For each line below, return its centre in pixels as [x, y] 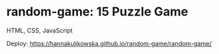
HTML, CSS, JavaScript [40, 30]
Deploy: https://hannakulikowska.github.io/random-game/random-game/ [109, 43]
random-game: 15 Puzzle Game [98, 12]
